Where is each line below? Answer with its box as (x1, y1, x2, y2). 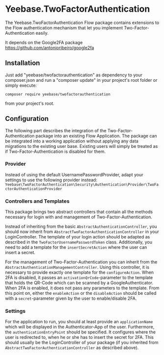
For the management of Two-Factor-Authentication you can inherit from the (5, 259, 158, 265)
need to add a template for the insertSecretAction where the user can (5, 244, 147, 250)
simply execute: (5, 82, 37, 88)
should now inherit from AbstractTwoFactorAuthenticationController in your (5, 229, 159, 235)
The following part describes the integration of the (5, 127, 107, 133)
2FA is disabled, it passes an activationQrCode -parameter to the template (5, 275, 153, 281)
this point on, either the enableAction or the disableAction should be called (5, 290, 157, 296)
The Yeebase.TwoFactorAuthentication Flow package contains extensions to (5, 20, 160, 25)
